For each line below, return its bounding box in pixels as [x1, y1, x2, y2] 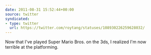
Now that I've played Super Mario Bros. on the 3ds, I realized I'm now [5, 39, 147, 45]
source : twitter [5, 12, 39, 17]
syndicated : [5, 16, 30, 21]
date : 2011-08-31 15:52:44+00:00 [5, 7, 74, 12]
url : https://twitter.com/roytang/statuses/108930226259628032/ [9, 26, 145, 30]
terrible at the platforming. [5, 44, 58, 50]
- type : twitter [5, 21, 39, 26]
